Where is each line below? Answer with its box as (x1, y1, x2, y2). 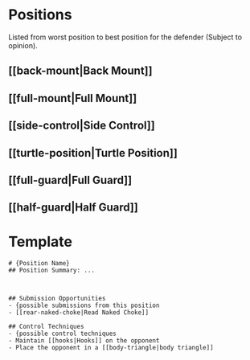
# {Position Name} (8, 260, 70, 268)
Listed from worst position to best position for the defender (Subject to (8, 32, 243, 42)
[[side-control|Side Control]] (8, 119, 155, 133)
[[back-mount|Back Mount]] (8, 64, 153, 78)
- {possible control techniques (8, 329, 117, 338)
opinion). (8, 40, 38, 50)
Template (8, 233, 72, 251)
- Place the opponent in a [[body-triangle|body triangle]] (8, 344, 215, 352)
